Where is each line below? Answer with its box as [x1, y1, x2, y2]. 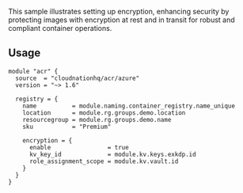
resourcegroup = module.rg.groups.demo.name [22, 115, 172, 123]
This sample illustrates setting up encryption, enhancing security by [8, 7, 230, 16]
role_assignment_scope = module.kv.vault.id [28, 157, 179, 165]
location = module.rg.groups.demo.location [22, 108, 186, 117]
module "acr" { [8, 67, 59, 75]
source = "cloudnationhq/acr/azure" [15, 74, 140, 82]
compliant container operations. [8, 24, 112, 32]
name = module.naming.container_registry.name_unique [22, 102, 236, 110]
